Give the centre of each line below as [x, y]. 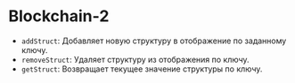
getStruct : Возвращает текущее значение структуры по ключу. [142, 69]
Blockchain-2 [59, 16]
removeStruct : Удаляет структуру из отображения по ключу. [135, 59]
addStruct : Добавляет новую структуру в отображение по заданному [154, 41]
